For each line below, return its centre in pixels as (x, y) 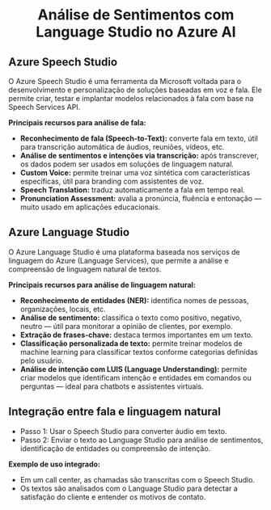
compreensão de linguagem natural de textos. (85, 269)
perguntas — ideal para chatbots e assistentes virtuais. (112, 386)
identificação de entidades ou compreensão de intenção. (115, 448)
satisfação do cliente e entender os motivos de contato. (113, 497)
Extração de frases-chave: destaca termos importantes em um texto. (136, 335)
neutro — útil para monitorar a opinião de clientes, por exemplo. (126, 326)
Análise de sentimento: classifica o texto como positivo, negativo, (131, 318)
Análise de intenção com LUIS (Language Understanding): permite (133, 369)
